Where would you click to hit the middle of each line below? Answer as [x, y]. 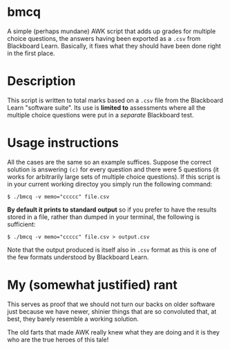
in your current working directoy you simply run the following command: [110, 184]
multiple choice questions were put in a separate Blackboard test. [100, 115]
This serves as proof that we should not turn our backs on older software [111, 304]
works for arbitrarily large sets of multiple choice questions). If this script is [114, 176]
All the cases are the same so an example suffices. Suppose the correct [109, 162]
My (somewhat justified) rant [92, 285]
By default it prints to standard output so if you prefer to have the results [112, 209]
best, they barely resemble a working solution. [73, 319]
